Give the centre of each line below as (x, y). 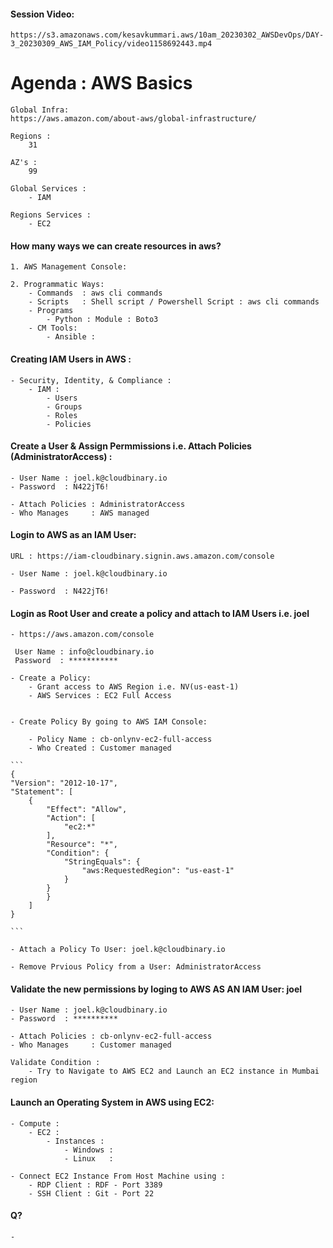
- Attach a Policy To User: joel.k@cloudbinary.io (118, 950)
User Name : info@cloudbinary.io (84, 652)
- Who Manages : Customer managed (91, 1045)
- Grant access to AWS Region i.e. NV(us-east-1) (134, 687)
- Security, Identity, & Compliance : (91, 380)
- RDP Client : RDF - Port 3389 (95, 1185)
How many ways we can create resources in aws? (116, 246)
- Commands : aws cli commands (95, 293)
